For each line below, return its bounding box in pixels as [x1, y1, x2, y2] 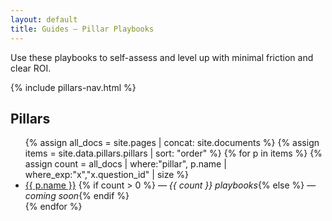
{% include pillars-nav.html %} [10, 81, 137, 93]
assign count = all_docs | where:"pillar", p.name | [24, 158, 227, 170]
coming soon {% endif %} [24, 190, 130, 202]
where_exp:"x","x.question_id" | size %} [24, 169, 190, 181]
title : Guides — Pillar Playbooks [10, 24, 155, 34]
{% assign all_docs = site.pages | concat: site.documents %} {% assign [24, 137, 320, 149]
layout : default [10, 14, 78, 25]
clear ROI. [10, 62, 52, 74]
